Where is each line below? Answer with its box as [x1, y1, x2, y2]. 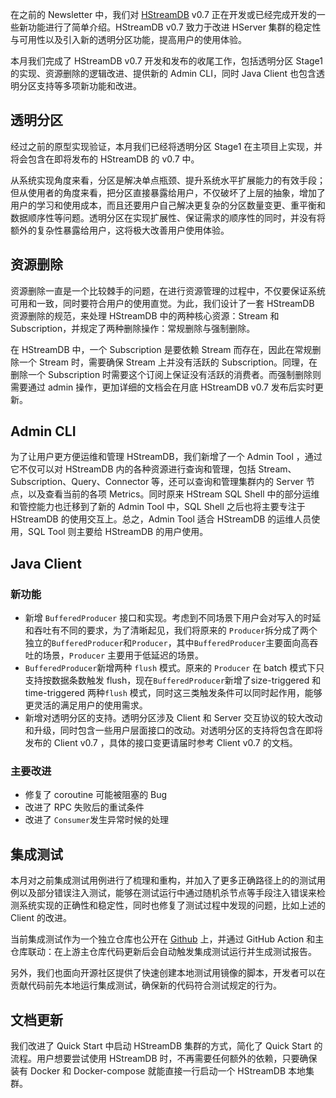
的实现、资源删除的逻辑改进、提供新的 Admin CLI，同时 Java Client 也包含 [10, 68, 317, 79]
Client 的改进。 [10, 912, 72, 924]
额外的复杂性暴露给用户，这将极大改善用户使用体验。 [10, 224, 230, 236]
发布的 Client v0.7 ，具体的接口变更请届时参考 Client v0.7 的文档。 [24, 737, 298, 749]
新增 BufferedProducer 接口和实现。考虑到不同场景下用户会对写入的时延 [24, 612, 322, 624]
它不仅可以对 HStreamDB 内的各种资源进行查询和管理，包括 [10, 463, 257, 475]
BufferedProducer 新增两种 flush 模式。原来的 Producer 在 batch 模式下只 [24, 662, 325, 674]
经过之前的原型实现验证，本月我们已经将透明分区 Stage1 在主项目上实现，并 [10, 140, 323, 152]
